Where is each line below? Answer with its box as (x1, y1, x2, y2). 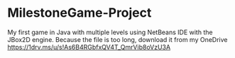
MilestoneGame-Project (7, 5, 152, 21)
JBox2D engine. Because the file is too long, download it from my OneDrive (7, 35, 228, 43)
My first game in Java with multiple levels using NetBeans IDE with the (7, 28, 213, 36)
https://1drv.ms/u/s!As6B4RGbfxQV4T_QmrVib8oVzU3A (7, 43, 171, 51)
